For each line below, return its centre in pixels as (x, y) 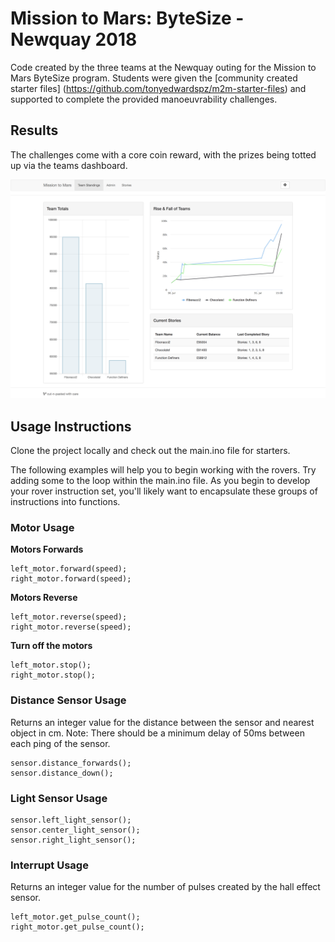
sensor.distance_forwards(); (71, 763)
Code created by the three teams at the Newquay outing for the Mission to (163, 67)
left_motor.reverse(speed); (69, 617)
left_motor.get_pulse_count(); (75, 917)
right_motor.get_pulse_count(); (77, 927)
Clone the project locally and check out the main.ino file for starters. (150, 450)
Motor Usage (42, 527)
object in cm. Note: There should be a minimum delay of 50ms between (157, 733)
